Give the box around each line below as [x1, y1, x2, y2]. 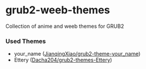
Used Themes [5, 37, 46, 45]
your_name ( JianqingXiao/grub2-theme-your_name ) [13, 50, 141, 57]
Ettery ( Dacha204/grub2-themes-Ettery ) [13, 56, 113, 64]
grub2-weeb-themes [5, 3, 110, 17]
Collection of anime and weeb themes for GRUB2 [5, 23, 124, 30]
